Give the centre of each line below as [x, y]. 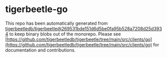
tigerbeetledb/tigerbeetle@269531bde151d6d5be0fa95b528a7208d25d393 [84, 28]
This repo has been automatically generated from [57, 23]
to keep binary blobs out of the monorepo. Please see [65, 34]
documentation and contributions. [40, 50]
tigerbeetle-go [37, 9]
